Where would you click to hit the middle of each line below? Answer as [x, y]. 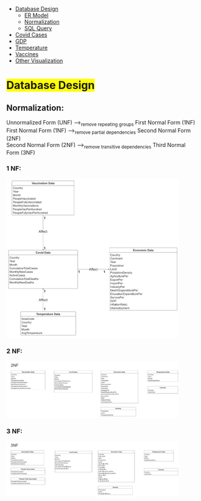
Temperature [31, 48]
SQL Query [38, 28]
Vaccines [26, 54]
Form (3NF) [21, 153]
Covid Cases [31, 35]
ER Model [36, 15]
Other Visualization [39, 61]
